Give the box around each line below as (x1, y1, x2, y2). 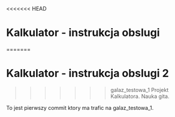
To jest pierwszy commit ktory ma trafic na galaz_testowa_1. (6, 104, 154, 111)
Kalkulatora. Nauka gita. (110, 93, 170, 100)
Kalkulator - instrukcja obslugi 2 (6, 67, 169, 80)
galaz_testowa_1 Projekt (110, 86, 169, 93)
